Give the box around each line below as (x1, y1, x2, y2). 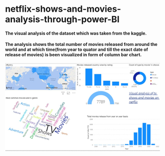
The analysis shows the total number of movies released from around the (5, 42, 158, 47)
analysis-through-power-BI (5, 14, 120, 25)
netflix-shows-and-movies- (5, 3, 121, 15)
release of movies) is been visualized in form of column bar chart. (5, 52, 142, 58)
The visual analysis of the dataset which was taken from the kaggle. (5, 30, 147, 36)
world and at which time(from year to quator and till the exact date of (5, 46, 148, 52)
